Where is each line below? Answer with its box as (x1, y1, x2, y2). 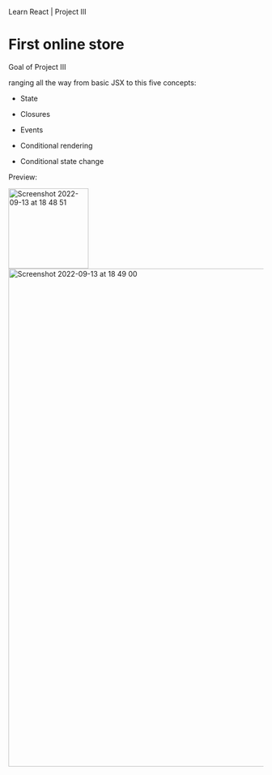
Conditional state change (19, 156, 104, 166)
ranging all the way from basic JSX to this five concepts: (8, 77, 197, 88)
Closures (19, 109, 51, 118)
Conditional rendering (19, 140, 93, 150)
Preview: (8, 172, 38, 182)
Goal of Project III (8, 62, 66, 71)
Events (19, 125, 44, 135)
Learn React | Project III (8, 7, 87, 16)
